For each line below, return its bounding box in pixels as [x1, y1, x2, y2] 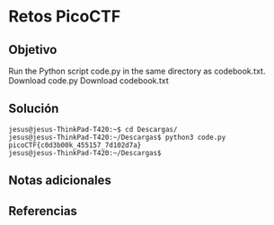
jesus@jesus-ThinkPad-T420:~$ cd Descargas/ [8, 125, 178, 134]
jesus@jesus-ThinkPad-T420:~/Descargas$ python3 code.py [8, 133, 226, 142]
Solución [8, 101, 59, 117]
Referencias [8, 203, 78, 219]
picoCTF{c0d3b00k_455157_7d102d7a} [8, 141, 142, 150]
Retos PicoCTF [8, 6, 121, 27]
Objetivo [8, 42, 57, 57]
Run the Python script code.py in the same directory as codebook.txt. [8, 65, 266, 76]
